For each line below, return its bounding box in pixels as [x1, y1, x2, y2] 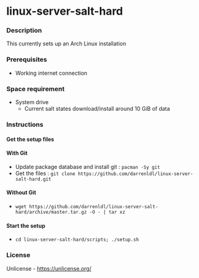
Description [6, 26, 42, 35]
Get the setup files [6, 135, 54, 143]
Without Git [6, 189, 37, 197]
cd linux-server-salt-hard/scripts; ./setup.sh [15, 237, 139, 243]
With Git [6, 149, 28, 157]
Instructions [6, 121, 44, 129]
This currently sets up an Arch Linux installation [6, 40, 127, 47]
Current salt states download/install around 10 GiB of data [24, 105, 170, 113]
